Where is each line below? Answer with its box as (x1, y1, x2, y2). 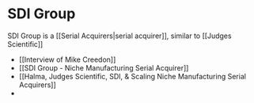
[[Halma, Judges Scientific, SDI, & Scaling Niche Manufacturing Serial (18, 71, 247, 81)
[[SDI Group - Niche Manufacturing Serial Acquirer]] (18, 63, 189, 72)
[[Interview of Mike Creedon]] (18, 55, 116, 64)
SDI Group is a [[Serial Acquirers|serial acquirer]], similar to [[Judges (7, 31, 232, 40)
